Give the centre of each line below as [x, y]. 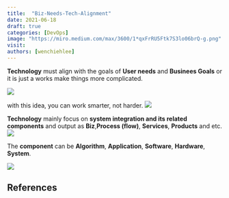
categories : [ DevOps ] [38, 33]
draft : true [24, 26]
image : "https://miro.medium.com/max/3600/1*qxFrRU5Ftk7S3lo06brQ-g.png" [114, 39]
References [32, 188]
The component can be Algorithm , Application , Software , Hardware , [106, 146]
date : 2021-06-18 [32, 20]
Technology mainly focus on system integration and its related [97, 119]
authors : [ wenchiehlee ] [41, 52]
